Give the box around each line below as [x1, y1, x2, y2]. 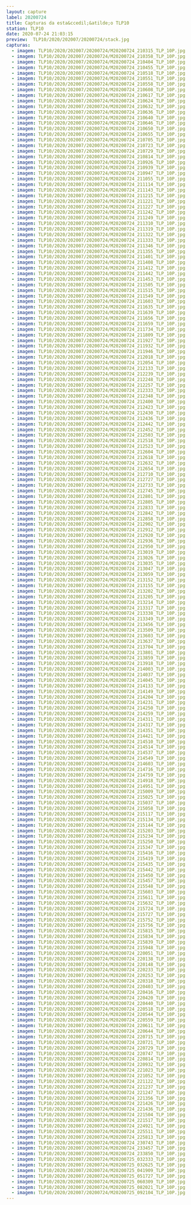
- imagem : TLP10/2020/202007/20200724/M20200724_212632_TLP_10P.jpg [11, 460, 186, 466]
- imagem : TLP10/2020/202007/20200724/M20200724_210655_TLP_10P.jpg [11, 131, 186, 138]
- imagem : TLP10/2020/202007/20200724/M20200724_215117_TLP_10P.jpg [11, 811, 186, 817]
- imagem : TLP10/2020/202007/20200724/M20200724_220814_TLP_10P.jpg [11, 1056, 186, 1062]
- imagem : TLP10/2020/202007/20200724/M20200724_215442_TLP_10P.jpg [11, 866, 186, 872]
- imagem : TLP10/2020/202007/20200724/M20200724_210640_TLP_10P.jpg [11, 114, 186, 120]
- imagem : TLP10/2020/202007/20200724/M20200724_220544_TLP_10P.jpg [11, 1011, 186, 1017]
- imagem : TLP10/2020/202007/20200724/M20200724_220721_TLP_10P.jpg [11, 1039, 186, 1046]
